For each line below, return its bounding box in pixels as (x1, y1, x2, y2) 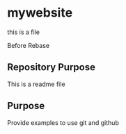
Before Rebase (7, 41, 50, 49)
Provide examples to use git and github (7, 118, 120, 126)
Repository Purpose (7, 61, 96, 74)
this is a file (7, 28, 40, 36)
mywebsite (7, 5, 73, 21)
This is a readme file (7, 80, 65, 88)
